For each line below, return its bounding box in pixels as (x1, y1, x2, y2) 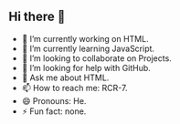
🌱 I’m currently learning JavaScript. (21, 43, 155, 54)
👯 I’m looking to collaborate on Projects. (21, 52, 173, 64)
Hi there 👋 (8, 9, 66, 25)
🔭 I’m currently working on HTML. (21, 33, 149, 44)
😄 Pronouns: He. (21, 95, 87, 106)
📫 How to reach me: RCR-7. (21, 82, 128, 93)
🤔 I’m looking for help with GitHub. (21, 62, 152, 73)
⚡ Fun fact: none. (21, 106, 87, 117)
